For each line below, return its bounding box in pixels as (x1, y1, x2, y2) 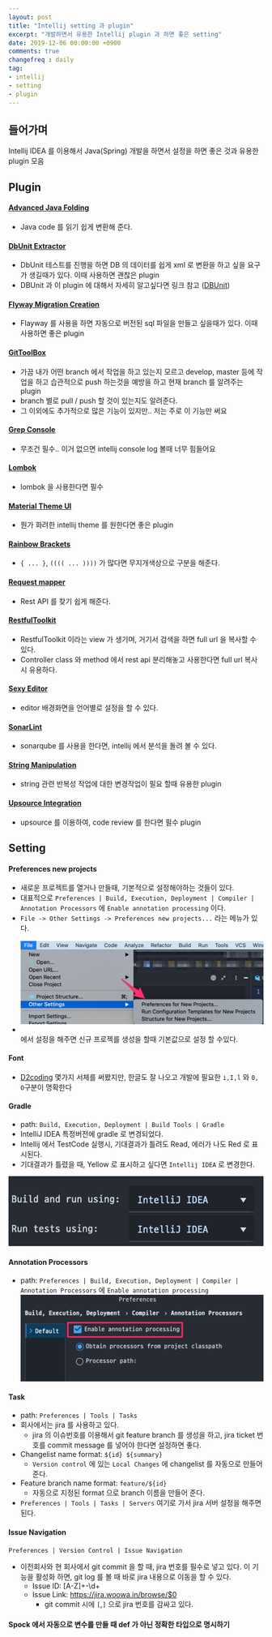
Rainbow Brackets (8, 539, 71, 549)
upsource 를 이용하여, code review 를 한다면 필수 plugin (19, 817, 202, 827)
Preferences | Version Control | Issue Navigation (8, 1547, 183, 1555)
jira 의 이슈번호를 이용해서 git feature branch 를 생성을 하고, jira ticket (32, 1430, 255, 1440)
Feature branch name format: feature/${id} (19, 1478, 168, 1488)
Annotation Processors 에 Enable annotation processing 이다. (19, 903, 227, 913)
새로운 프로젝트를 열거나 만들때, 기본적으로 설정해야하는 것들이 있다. (19, 883, 235, 893)
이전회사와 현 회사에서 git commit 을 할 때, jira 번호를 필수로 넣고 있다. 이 (19, 1562, 251, 1572)
